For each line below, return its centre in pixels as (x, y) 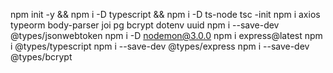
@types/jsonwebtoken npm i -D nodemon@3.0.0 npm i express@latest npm (166, 35)
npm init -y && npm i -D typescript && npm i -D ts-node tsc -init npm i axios (165, 14)
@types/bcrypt (41, 57)
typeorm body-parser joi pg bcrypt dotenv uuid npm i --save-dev (145, 25)
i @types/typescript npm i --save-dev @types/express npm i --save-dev (160, 46)
